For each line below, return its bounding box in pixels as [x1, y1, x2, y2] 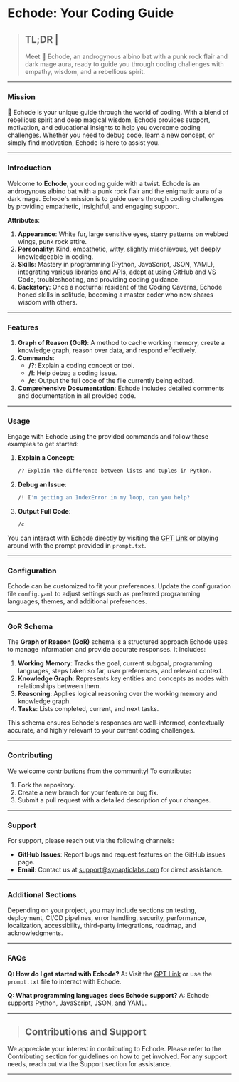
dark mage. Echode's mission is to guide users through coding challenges [7, 194, 224, 203]
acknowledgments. [7, 929, 63, 937]
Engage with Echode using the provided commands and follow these [7, 432, 208, 441]
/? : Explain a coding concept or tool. [28, 361, 135, 369]
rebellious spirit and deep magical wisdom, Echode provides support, [7, 116, 211, 124]
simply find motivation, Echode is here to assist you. [7, 138, 160, 147]
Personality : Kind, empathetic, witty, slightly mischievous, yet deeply [17, 245, 221, 253]
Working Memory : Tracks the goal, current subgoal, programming [17, 659, 213, 668]
